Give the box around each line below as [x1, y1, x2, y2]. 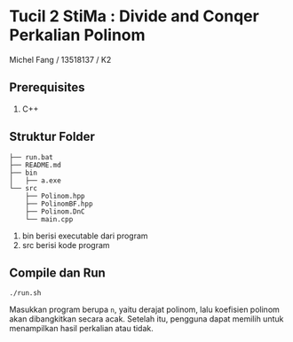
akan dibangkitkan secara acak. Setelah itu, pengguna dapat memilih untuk [9, 314, 284, 324]
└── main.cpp [25, 214, 74, 223]
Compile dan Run [9, 265, 107, 280]
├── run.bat [9, 152, 53, 161]
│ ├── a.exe [9, 175, 62, 185]
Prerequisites [9, 80, 85, 95]
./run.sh [9, 289, 42, 298]
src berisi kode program [21, 239, 110, 250]
